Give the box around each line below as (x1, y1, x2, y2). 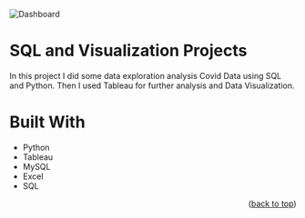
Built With (9, 112, 86, 133)
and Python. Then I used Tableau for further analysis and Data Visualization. (9, 80, 295, 91)
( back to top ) (248, 198, 297, 209)
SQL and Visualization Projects (9, 41, 248, 61)
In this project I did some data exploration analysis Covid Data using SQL (9, 70, 282, 81)
